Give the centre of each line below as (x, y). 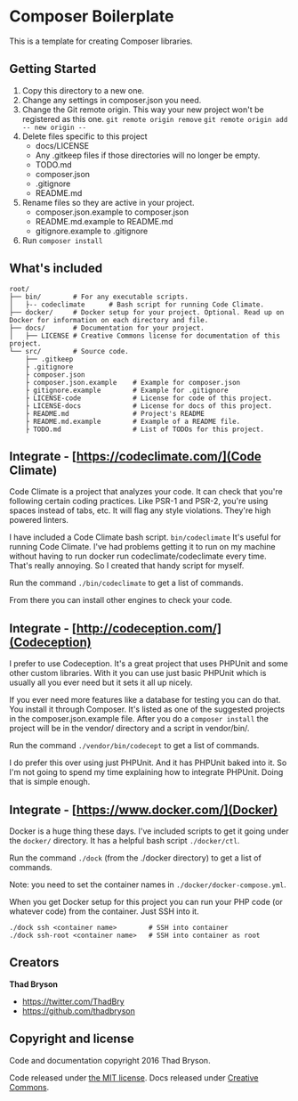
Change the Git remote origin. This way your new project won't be (143, 110)
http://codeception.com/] (149, 628)
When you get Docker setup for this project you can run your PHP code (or (146, 902)
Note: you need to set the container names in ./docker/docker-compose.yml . (148, 885)
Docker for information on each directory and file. (109, 320)
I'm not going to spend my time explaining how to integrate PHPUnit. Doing (146, 772)
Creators (34, 962)
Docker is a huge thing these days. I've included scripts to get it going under (149, 831)
